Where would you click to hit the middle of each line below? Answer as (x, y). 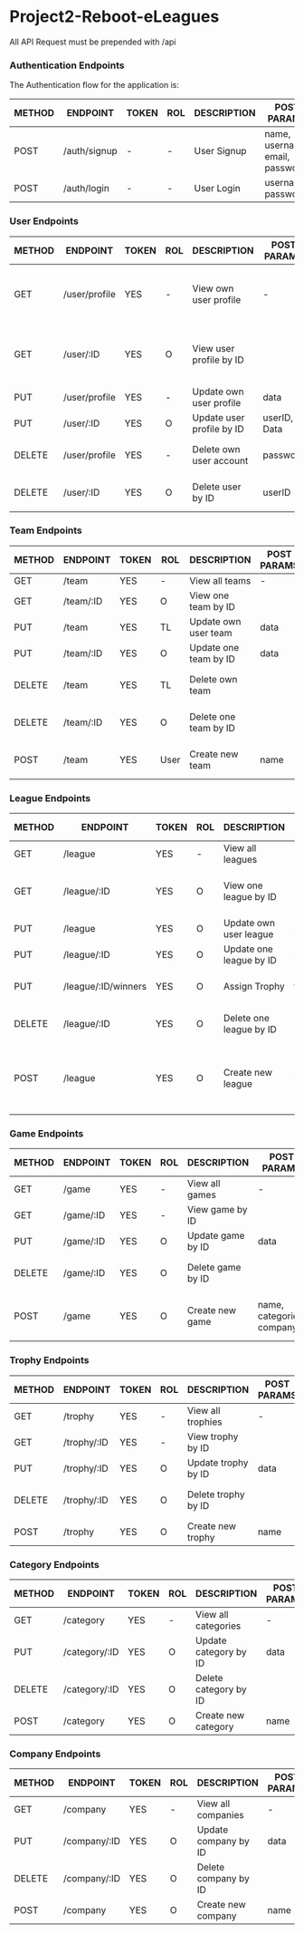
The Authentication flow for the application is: (94, 85)
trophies (204, 1422)
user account (220, 460)
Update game (216, 1236)
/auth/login (86, 189)
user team (211, 633)
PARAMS (277, 1395)
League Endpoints (50, 798)
